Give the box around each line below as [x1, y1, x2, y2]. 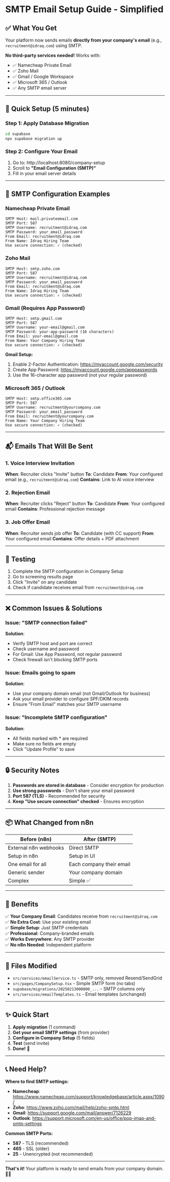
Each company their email [69, 861, 131, 868]
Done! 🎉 [12, 1045, 30, 1051]
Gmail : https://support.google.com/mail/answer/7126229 [12, 1110, 132, 1116]
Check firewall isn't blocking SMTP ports [12, 657, 98, 663]
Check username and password [12, 646, 79, 652]
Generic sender [8, 869, 45, 876]
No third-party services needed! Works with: [5, 52, 101, 58]
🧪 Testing [5, 555, 36, 563]
